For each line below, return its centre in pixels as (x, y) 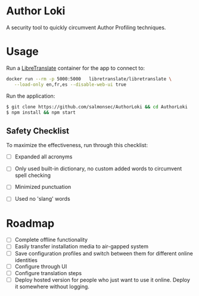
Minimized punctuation (43, 187)
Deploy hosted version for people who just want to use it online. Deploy (102, 280)
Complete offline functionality (51, 240)
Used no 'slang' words (42, 199)
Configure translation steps (48, 273)
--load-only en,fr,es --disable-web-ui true (70, 85)
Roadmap (30, 223)
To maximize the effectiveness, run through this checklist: (77, 145)
